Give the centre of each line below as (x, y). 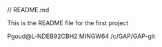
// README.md (28, 10)
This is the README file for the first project (68, 23)
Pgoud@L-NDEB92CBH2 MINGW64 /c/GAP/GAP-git (81, 36)
